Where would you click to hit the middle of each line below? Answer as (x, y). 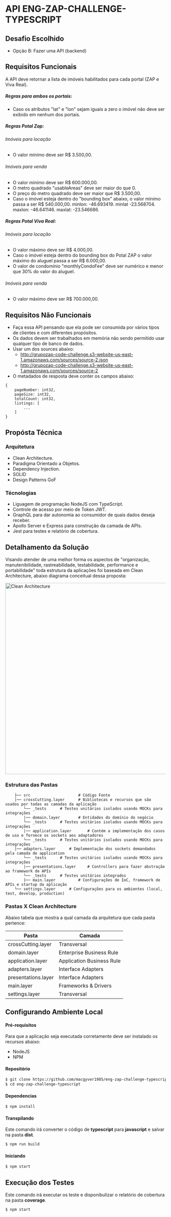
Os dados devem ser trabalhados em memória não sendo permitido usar (89, 338)
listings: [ (27, 404)
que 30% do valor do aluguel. (44, 271)
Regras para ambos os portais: (39, 96)
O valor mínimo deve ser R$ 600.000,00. (55, 182)
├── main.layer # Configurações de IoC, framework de (92, 880)
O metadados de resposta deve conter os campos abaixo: (73, 376)
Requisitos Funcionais (41, 67)
